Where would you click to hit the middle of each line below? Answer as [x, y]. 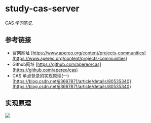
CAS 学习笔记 [19, 23]
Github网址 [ [25, 64]
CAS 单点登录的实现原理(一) [40, 76]
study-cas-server [42, 9]
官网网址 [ [22, 53]
